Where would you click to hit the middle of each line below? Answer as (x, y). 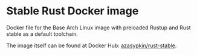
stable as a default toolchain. (42, 33)
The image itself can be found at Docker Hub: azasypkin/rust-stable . (92, 45)
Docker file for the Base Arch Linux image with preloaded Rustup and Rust (99, 27)
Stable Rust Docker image (73, 11)
